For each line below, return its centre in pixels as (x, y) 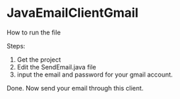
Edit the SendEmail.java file (56, 67)
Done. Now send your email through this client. (75, 88)
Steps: (16, 46)
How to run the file (34, 32)
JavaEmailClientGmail (73, 13)
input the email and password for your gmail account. (95, 74)
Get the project (39, 59)
